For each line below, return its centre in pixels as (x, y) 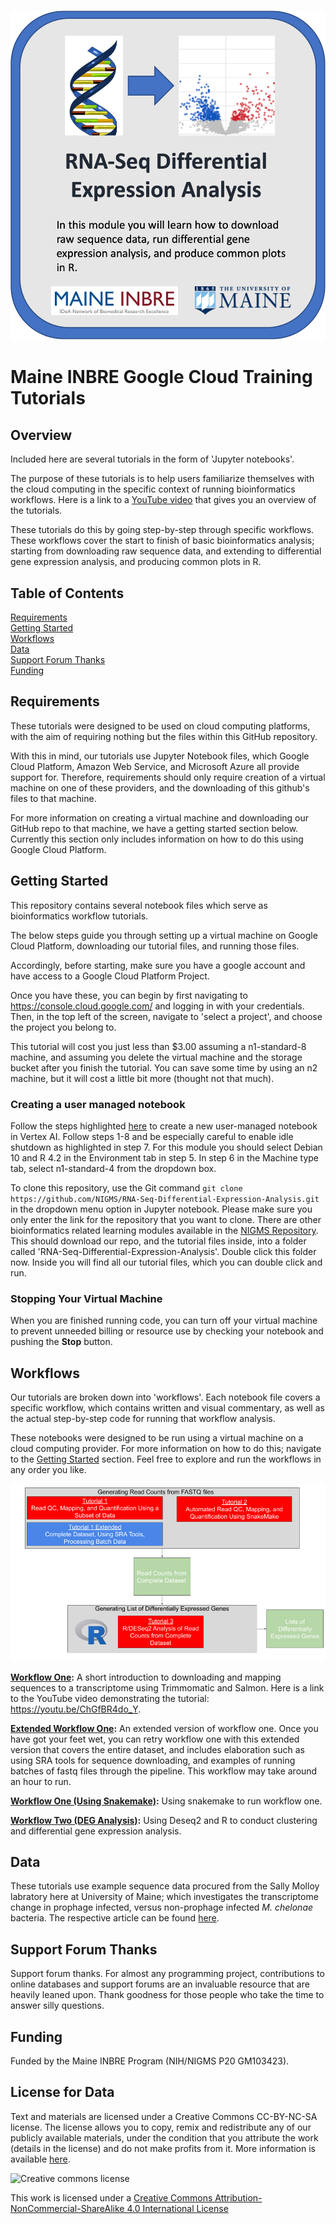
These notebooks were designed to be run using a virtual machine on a (157, 1438)
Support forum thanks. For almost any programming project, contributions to (167, 1974)
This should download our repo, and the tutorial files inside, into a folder (158, 1241)
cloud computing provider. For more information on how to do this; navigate (166, 1449)
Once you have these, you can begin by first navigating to (129, 995)
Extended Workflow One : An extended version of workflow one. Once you (164, 1728)
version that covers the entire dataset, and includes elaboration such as (157, 1749)
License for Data (62, 2092)
